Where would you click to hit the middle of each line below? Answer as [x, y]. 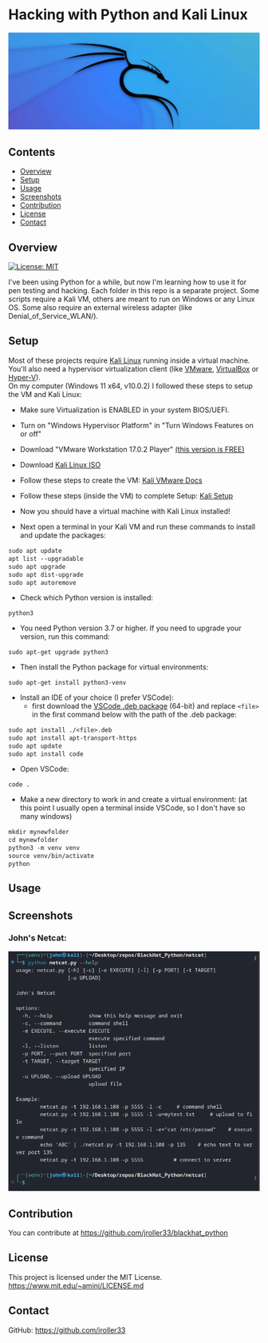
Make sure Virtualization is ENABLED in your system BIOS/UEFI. [124, 410]
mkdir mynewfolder [39, 832]
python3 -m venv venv [44, 848]
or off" [31, 434]
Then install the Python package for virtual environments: [114, 667]
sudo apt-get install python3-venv [67, 682]
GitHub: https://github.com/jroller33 [67, 1330]
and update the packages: [63, 535]
